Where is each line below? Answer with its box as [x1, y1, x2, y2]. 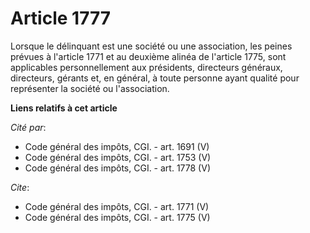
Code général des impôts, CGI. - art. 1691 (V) [24, 140, 210, 152]
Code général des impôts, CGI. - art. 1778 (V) [24, 162, 211, 174]
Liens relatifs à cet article [10, 102, 118, 114]
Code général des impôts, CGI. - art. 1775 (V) [24, 211, 211, 223]
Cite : [10, 181, 30, 193]
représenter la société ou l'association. [10, 82, 170, 94]
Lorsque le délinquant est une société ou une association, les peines [10, 40, 293, 52]
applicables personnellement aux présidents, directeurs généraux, [10, 61, 283, 73]
